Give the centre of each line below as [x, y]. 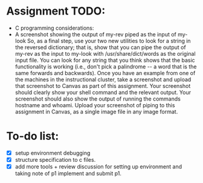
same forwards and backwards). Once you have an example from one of [105, 73]
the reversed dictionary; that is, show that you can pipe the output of [100, 47]
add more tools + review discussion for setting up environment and [98, 167]
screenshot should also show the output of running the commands [98, 99]
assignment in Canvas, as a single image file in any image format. [96, 111]
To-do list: [33, 136]
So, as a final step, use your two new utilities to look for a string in [109, 41]
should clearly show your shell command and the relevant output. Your [103, 92]
